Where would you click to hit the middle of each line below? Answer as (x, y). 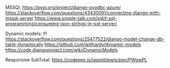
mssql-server (19, 18)
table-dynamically (24, 44)
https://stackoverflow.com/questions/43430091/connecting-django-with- (83, 13)
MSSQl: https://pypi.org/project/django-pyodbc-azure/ (63, 7)
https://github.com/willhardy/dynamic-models (93, 44)
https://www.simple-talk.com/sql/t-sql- (76, 18)
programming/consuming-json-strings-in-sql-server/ (61, 24)
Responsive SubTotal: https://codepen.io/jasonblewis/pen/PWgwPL (76, 60)
